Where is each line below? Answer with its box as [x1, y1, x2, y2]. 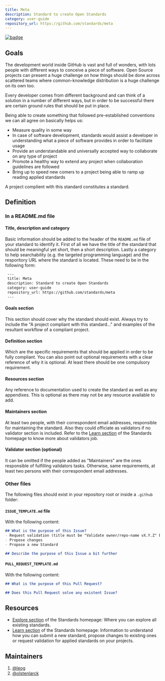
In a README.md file [5, 213, 55, 220]
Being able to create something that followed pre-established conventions [5, 112, 155, 118]
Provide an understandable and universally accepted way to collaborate [12, 148, 158, 154]
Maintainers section [5, 409, 47, 414]
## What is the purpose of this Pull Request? [5, 581, 102, 586]
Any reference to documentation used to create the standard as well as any [5, 387, 158, 393]
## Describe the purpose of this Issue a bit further [5, 551, 118, 556]
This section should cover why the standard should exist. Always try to [5, 316, 148, 322]
